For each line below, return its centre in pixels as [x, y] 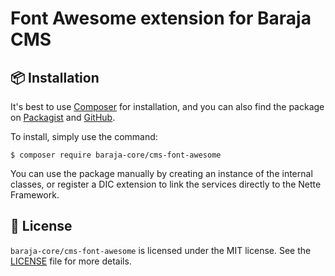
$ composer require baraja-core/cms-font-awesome [116, 155]
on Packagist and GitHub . [63, 117]
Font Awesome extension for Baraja [161, 18]
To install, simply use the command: [84, 136]
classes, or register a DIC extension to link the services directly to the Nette [166, 184]
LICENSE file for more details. [71, 261]
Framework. [35, 195]
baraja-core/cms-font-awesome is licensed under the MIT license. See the [161, 250]
